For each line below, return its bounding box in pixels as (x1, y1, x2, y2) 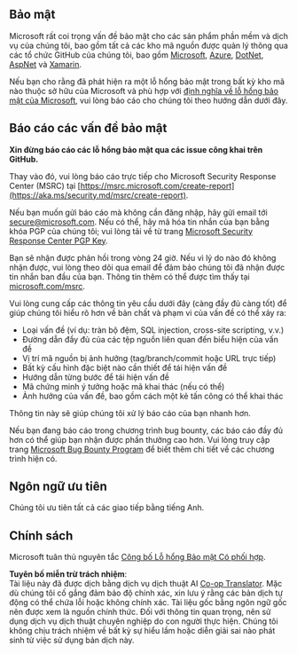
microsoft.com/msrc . (9, 280, 86, 291)
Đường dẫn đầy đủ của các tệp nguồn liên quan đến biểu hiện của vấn (21, 334, 279, 344)
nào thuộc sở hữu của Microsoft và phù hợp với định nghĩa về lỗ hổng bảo (9, 85, 279, 96)
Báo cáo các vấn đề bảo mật (9, 121, 168, 136)
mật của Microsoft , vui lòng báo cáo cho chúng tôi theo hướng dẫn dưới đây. (9, 95, 288, 106)
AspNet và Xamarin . (9, 59, 82, 69)
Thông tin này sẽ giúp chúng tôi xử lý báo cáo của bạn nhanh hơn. (9, 407, 251, 418)
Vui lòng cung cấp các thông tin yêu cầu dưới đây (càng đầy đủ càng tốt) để (9, 297, 287, 309)
